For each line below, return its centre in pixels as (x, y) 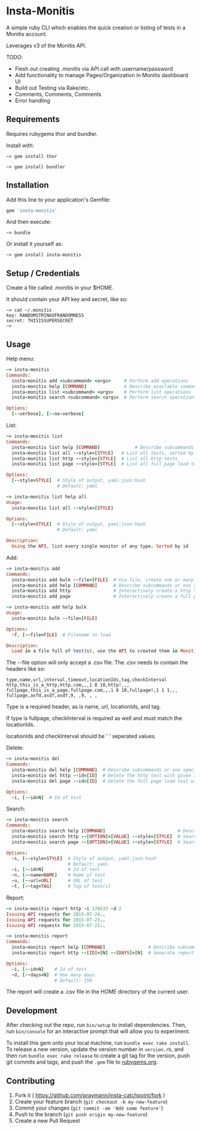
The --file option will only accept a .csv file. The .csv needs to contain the (97, 663)
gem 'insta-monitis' (32, 211)
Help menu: (20, 359)
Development (32, 1011)
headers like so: (26, 669)
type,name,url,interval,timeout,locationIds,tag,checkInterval (87, 680)
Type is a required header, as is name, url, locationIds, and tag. (84, 707)
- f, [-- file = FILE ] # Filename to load (61, 635)
